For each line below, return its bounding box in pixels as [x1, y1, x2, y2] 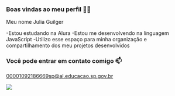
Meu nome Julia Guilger [6, 19, 64, 26]
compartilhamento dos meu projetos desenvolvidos [6, 42, 130, 49]
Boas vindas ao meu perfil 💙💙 [6, 5, 91, 13]
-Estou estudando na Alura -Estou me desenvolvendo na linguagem [6, 30, 170, 37]
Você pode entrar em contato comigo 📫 [6, 57, 122, 65]
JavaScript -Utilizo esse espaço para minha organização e [6, 36, 147, 43]
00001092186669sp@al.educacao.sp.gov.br [6, 72, 114, 79]
